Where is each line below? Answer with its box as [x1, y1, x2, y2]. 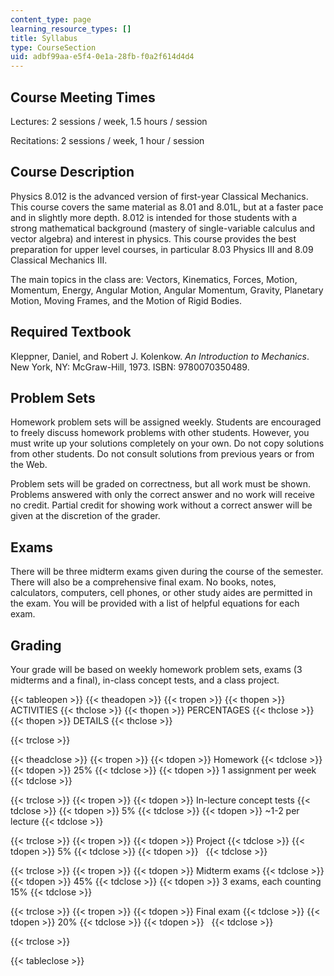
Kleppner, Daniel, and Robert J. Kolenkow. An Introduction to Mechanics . [10, 350, 310, 362]
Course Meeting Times [10, 89, 156, 106]
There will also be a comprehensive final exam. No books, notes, [10, 576, 277, 588]
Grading [10, 637, 62, 654]
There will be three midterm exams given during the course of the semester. [10, 566, 324, 578]
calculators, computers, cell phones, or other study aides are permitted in [10, 587, 313, 599]
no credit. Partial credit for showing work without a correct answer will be [10, 499, 313, 511]
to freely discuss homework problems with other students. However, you [10, 427, 310, 439]
